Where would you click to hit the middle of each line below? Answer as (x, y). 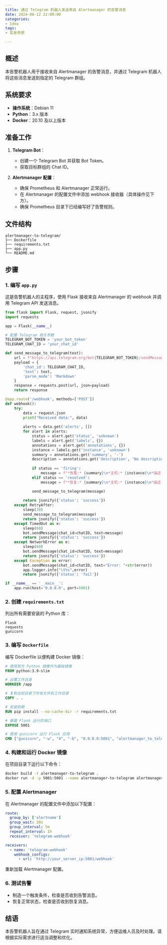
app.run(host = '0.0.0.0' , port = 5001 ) (52, 588)
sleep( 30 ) (33, 510)
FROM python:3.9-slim (28, 671)
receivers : (16, 845)
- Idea (12, 24)
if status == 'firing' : (56, 469)
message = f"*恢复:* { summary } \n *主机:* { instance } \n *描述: (102, 482)
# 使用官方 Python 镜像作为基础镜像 (39, 666)
